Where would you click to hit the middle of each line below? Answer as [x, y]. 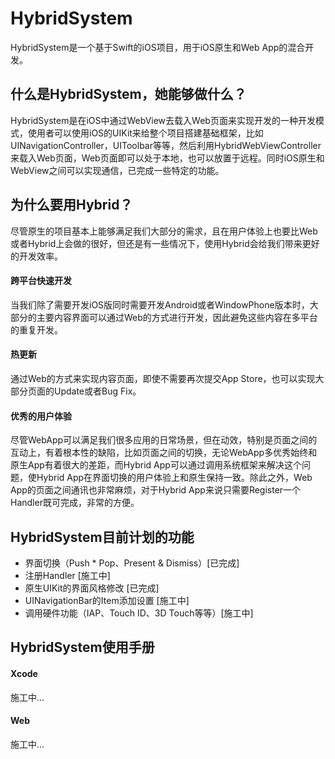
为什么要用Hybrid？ [71, 205]
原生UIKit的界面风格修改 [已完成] [92, 588]
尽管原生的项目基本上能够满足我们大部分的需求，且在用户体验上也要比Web [164, 231]
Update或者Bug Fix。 [97, 391]
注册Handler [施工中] [67, 575]
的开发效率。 [36, 256]
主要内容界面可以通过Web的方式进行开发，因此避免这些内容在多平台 [177, 317]
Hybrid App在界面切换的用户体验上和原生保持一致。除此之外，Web [174, 478]
